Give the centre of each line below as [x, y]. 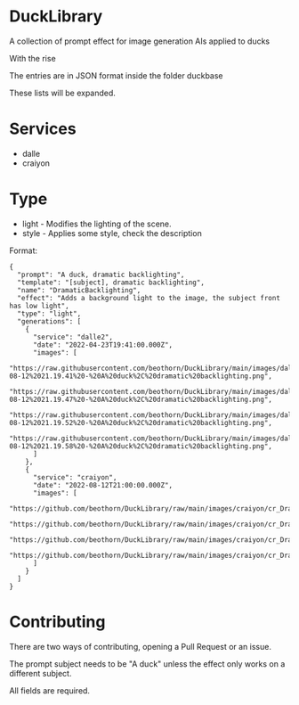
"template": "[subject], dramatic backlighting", [111, 283]
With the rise [32, 58]
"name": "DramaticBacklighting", [79, 290]
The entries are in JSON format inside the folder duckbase [117, 75]
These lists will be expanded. [62, 93]
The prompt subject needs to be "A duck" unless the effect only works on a [147, 664]
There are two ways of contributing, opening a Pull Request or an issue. [140, 646]
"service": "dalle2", [73, 337]
